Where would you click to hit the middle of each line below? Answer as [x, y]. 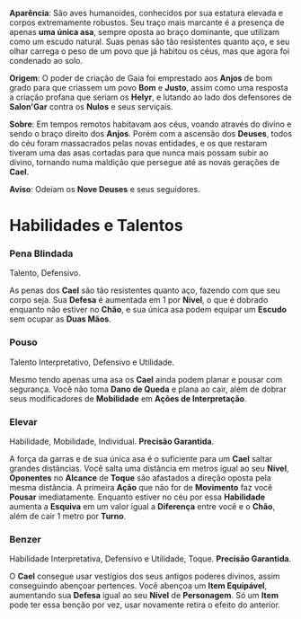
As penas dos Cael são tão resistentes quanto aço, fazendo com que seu [145, 290]
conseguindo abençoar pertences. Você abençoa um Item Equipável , [138, 586]
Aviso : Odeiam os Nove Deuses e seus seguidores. [105, 189]
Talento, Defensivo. [45, 273]
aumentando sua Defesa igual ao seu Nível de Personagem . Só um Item [144, 596]
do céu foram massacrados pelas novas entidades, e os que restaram [138, 143]
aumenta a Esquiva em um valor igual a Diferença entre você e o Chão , [142, 507]
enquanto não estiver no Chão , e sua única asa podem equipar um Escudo [148, 310]
